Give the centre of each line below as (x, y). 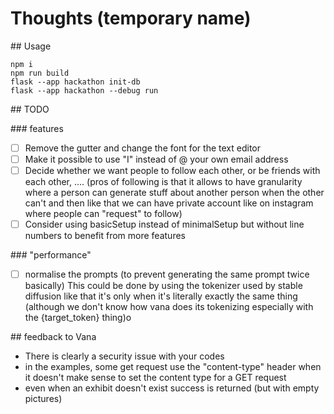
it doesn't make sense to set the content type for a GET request (155, 378)
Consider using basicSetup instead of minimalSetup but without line (164, 224)
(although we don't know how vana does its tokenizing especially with (169, 307)
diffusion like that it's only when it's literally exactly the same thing (161, 296)
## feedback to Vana (53, 337)
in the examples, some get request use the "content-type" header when (173, 367)
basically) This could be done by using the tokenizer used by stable (163, 286)
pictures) (43, 399)
